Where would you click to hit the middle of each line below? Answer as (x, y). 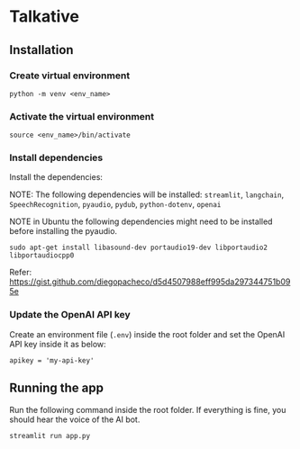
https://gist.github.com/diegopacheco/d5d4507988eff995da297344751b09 (150, 282)
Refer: (21, 273)
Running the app (56, 388)
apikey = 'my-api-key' (52, 360)
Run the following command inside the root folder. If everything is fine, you (148, 409)
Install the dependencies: (56, 177)
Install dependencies (56, 157)
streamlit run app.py (50, 436)
